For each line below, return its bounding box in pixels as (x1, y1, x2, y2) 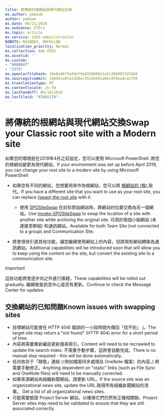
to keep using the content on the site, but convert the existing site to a (12, 250, 155, 257)
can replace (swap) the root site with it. (12, 194, 92, 200)
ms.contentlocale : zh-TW (5, 85, 56, 90)
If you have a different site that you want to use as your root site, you (21, 189, 161, 195)
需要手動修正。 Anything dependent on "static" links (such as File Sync (12, 365, 156, 371)
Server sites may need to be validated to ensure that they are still (12, 400, 144, 406)
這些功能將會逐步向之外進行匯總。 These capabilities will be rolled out (5, 275, 146, 281)
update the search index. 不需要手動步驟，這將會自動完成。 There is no (12, 347, 156, 353)
